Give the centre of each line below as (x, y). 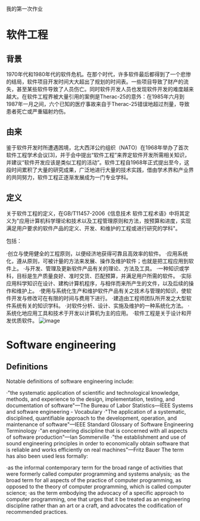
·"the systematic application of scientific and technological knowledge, (93, 392)
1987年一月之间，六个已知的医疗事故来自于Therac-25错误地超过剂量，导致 (98, 104)
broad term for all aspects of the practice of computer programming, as (94, 480)
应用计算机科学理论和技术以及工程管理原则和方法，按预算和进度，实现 (105, 221)
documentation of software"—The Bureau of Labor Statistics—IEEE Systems (100, 405)
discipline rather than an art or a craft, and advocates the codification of (94, 506)
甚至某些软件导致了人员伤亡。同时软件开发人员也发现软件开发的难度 (100, 89)
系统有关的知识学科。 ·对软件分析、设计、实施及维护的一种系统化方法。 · (100, 305)
